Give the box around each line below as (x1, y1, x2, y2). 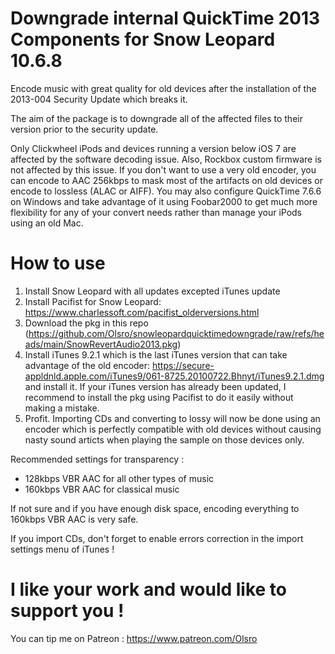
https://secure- (152, 359, 215, 371)
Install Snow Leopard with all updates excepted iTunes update (24, 285, 281, 297)
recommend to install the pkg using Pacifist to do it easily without (24, 391, 294, 403)
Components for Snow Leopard (10, 28, 276, 51)
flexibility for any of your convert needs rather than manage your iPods (10, 206, 302, 218)
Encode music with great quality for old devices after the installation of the (10, 82, 317, 94)
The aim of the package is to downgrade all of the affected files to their (10, 112, 303, 124)
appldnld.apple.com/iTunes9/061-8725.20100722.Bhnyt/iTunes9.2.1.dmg (24, 370, 325, 382)
